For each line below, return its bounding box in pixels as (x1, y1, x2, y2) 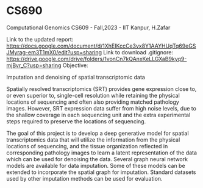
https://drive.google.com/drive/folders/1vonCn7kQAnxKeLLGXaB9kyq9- (6, 55, 187, 62)
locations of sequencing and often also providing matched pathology (6, 98, 180, 106)
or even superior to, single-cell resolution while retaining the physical (6, 92, 180, 99)
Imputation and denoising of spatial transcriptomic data (6, 73, 145, 81)
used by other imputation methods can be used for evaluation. (6, 175, 163, 182)
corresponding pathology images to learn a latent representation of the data (6, 149, 197, 156)
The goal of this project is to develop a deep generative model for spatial (6, 129, 189, 137)
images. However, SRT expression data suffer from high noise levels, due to (6, 104, 197, 112)
